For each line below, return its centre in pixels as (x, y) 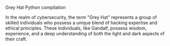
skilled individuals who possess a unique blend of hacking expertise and (81, 23)
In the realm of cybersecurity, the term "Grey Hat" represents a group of (81, 17)
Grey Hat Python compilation (35, 7)
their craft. (16, 39)
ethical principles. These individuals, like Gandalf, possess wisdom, (76, 28)
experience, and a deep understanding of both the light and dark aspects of (85, 33)
